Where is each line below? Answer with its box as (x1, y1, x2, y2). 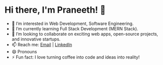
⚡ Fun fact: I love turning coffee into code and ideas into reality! (11, 54, 140, 60)
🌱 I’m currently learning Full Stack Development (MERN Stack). (11, 25, 139, 31)
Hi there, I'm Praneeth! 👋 (4, 4, 106, 16)
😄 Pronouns (11, 48, 37, 54)
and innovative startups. (11, 36, 61, 42)
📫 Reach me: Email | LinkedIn (11, 42, 72, 47)
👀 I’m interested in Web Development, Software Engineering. (11, 21, 134, 26)
